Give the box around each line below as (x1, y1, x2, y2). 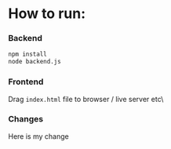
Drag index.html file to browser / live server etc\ (8, 94, 164, 104)
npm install (8, 50, 47, 59)
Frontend (8, 76, 44, 87)
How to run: (8, 5, 86, 23)
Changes (8, 114, 44, 125)
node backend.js (8, 58, 61, 66)
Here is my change (8, 131, 69, 141)
